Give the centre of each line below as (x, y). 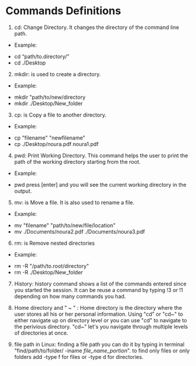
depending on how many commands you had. (70, 296)
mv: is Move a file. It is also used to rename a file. (74, 202)
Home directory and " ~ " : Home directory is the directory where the (98, 307)
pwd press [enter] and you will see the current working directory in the (100, 184)
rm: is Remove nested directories (54, 243)
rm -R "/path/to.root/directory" (52, 266)
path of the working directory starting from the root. (77, 161)
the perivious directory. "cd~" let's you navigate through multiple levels (101, 326)
